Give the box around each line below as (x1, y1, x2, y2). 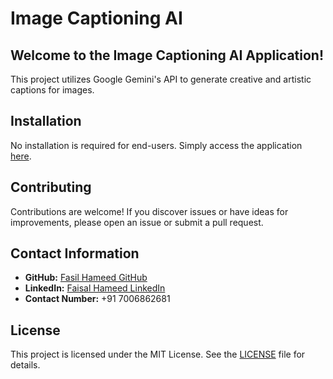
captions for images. (10, 84, 95, 96)
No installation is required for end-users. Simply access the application (10, 139, 303, 151)
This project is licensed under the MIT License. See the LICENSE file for (10, 348, 306, 361)
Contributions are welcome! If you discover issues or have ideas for (10, 205, 289, 217)
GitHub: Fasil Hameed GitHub (24, 272, 148, 284)
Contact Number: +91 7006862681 (24, 293, 171, 305)
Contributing (10, 179, 92, 196)
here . (10, 150, 32, 162)
